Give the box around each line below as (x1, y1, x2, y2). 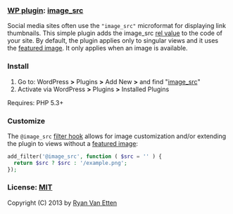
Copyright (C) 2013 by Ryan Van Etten (7, 199, 118, 207)
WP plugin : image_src (7, 6, 84, 15)
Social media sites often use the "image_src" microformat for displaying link (7, 22, 227, 30)
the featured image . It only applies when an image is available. (7, 44, 188, 53)
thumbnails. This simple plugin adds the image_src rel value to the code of (7, 29, 223, 37)
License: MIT (7, 182, 53, 192)
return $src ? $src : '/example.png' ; (13, 159, 128, 166)
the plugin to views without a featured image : (7, 139, 139, 147)
